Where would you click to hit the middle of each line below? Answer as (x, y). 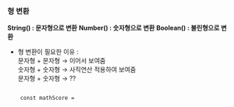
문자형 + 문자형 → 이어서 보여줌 (62, 61)
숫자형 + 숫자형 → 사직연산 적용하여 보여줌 (77, 69)
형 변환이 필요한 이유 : (48, 52)
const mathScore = (47, 98)
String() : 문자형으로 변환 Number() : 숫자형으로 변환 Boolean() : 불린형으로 (113, 28)
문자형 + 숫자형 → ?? (47, 79)
